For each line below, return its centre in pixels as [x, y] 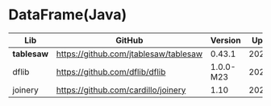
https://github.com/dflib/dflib [111, 71]
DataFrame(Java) [68, 15]
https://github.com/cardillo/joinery [121, 90]
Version [225, 40]
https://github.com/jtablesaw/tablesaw [129, 54]
